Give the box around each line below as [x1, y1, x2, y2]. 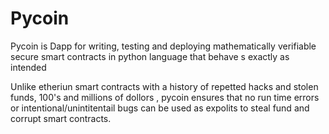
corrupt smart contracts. [10, 112, 112, 124]
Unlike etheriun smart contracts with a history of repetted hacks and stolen [10, 80, 319, 92]
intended [10, 61, 47, 73]
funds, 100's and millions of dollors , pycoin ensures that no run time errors [10, 91, 320, 103]
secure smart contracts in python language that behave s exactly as [10, 50, 290, 62]
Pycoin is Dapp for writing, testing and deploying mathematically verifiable [10, 40, 317, 52]
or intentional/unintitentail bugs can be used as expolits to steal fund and [10, 102, 310, 114]
